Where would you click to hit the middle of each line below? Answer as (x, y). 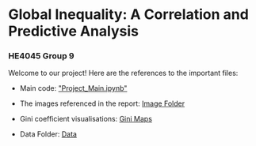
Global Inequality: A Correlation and (129, 15)
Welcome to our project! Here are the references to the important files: (123, 73)
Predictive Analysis (73, 31)
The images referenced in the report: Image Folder (102, 103)
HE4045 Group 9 (41, 56)
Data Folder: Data (48, 134)
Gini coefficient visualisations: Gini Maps (86, 119)
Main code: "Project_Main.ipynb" (73, 88)
